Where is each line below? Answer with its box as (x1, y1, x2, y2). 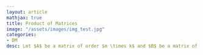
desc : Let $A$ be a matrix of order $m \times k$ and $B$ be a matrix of (6, 43, 198, 50)
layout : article (6, 9, 48, 15)
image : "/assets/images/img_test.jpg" (6, 26, 105, 32)
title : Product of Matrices (6, 20, 78, 26)
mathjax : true (6, 15, 43, 21)
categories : (6, 32, 37, 38)
